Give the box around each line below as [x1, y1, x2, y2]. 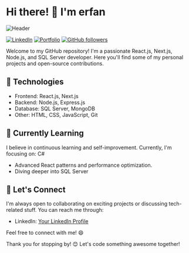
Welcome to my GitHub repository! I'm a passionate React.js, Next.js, [6, 47, 173, 55]
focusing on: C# [6, 150, 45, 157]
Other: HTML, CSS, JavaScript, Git [14, 111, 98, 118]
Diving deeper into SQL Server [14, 167, 89, 175]
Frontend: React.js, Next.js [14, 92, 79, 99]
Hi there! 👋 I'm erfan [6, 5, 106, 19]
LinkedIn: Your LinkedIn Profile [14, 218, 89, 225]
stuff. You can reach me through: [24, 207, 104, 214]
